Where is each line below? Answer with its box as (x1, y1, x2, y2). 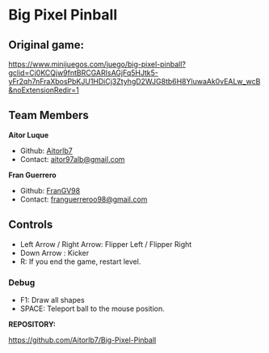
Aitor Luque (8, 130, 49, 139)
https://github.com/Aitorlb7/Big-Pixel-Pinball (8, 334, 157, 345)
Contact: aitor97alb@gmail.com (19, 154, 125, 164)
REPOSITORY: (8, 319, 57, 329)
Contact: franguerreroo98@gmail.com (19, 194, 148, 204)
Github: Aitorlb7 (19, 146, 73, 155)
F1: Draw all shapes (19, 295, 85, 304)
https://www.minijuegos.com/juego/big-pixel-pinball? (8, 59, 187, 69)
